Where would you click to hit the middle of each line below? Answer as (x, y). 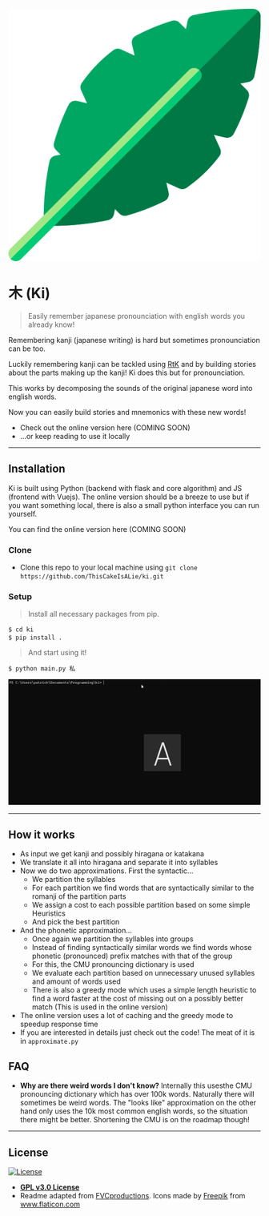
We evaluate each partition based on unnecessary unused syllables (143, 973)
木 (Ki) (29, 294)
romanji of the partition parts (79, 896)
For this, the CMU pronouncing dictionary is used (113, 964)
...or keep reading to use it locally (75, 436)
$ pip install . (35, 638)
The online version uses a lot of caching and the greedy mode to (126, 1016)
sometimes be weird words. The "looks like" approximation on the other (138, 1103)
